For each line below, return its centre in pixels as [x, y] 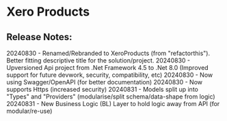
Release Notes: [39, 37]
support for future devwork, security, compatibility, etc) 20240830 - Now [110, 75]
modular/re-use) [29, 111]
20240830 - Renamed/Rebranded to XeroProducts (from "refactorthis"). [108, 53]
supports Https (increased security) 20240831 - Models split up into [103, 89]
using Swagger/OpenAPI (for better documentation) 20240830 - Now [105, 82]
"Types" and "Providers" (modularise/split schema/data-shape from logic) [111, 97]
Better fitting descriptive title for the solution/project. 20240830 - [98, 60]
